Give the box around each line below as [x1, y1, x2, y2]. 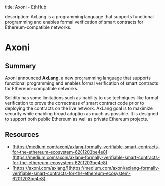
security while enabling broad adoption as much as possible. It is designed [5, 111, 158, 116]
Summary [5, 62, 36, 70]
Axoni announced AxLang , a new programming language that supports [5, 75, 151, 81]
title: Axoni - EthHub [5, 4, 46, 10]
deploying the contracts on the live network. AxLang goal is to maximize [5, 105, 153, 111]
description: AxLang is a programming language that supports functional [5, 14, 154, 19]
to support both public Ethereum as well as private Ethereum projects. [5, 116, 148, 122]
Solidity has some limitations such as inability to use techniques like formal [5, 95, 158, 101]
